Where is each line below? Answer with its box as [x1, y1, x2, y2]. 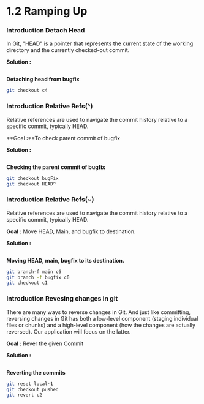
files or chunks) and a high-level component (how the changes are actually [6, 321, 196, 329]
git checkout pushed [6, 386, 59, 392]
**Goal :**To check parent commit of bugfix [6, 134, 121, 141]
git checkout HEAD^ [6, 181, 56, 187]
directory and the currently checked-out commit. [6, 47, 130, 54]
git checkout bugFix [6, 175, 59, 181]
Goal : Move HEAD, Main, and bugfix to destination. [6, 228, 136, 235]
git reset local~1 [6, 381, 53, 387]
